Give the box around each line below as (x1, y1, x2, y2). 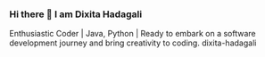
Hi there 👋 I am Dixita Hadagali (9, 8, 143, 20)
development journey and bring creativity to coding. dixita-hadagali (9, 37, 257, 48)
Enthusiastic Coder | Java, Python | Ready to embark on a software (9, 28, 256, 39)
